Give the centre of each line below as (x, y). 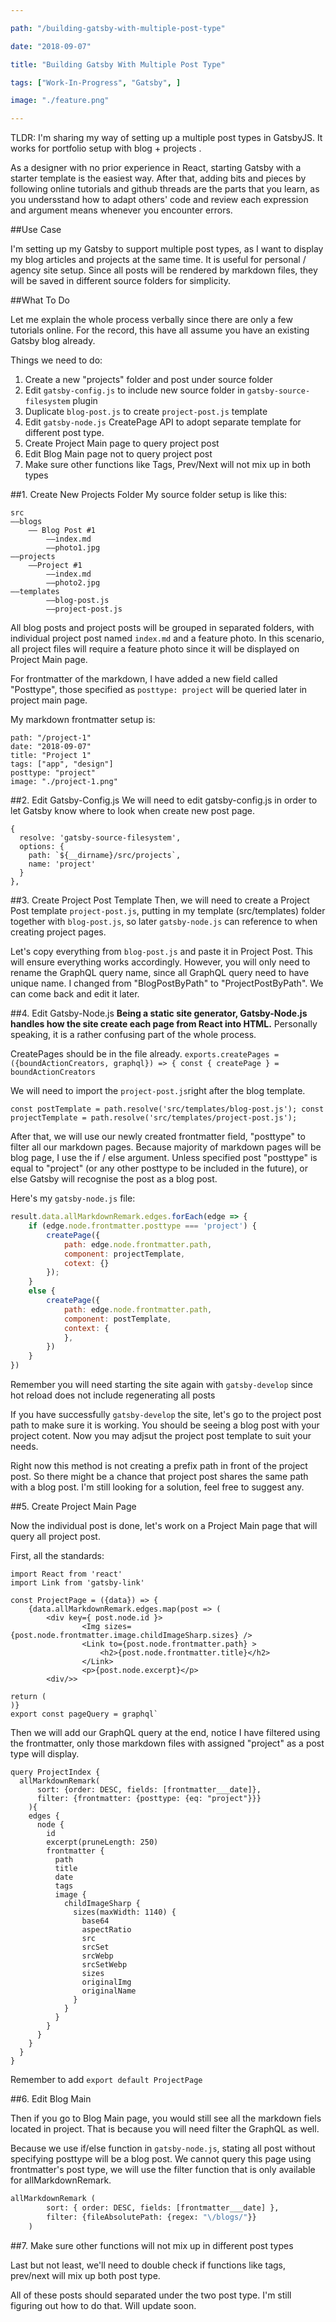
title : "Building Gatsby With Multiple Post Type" (118, 64)
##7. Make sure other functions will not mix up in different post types (152, 2245)
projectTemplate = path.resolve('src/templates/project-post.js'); (154, 1118)
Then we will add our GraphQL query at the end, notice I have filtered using (165, 1732)
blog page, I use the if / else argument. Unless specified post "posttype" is (164, 1158)
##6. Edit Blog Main (51, 2099)
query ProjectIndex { (55, 1772)
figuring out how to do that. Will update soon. (103, 2305)
